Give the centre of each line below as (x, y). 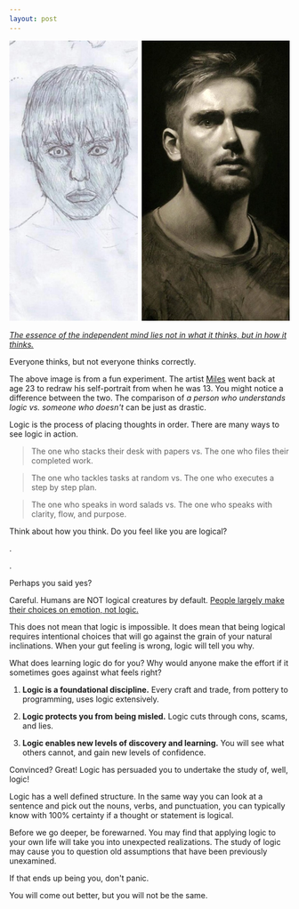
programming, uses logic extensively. (91, 699)
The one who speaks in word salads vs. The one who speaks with (152, 504)
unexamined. (33, 861)
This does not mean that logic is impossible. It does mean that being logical (147, 626)
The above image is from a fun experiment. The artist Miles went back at (142, 379)
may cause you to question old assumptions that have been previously (138, 851)
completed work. (62, 460)
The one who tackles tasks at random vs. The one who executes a (152, 478)
